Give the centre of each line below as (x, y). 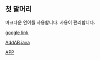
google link (17, 33)
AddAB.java (18, 42)
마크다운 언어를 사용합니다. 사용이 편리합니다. (50, 22)
